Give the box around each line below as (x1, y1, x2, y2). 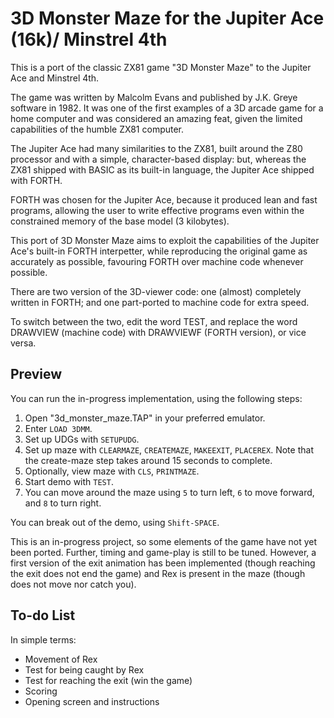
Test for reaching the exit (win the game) (24, 674, 193, 686)
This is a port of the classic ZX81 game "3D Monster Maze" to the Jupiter (10, 61, 312, 73)
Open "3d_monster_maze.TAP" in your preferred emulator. (24, 412, 266, 424)
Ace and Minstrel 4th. (10, 72, 100, 84)
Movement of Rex (24, 653, 98, 665)
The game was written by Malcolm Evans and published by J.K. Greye (10, 91, 298, 103)
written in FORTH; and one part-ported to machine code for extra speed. (10, 296, 310, 308)
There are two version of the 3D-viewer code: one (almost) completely (10, 285, 302, 297)
